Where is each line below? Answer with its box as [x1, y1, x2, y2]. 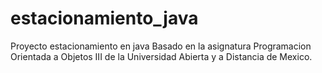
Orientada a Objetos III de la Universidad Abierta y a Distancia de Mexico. [10, 50, 313, 62]
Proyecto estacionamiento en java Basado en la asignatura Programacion [10, 40, 312, 52]
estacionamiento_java [10, 7, 199, 30]
